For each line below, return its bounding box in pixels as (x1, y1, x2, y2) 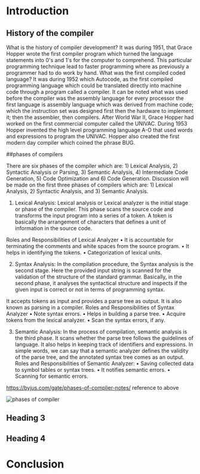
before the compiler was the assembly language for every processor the (6, 94, 184, 102)
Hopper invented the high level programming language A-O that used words (6, 127, 193, 133)
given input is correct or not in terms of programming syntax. (14, 286, 165, 293)
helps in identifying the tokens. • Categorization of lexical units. (6, 249, 162, 256)
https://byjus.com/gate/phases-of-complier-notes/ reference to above (6, 384, 179, 391)
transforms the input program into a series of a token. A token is (14, 212, 173, 219)
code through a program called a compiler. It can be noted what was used (6, 88, 188, 95)
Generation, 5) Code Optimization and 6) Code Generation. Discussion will (6, 175, 189, 182)
